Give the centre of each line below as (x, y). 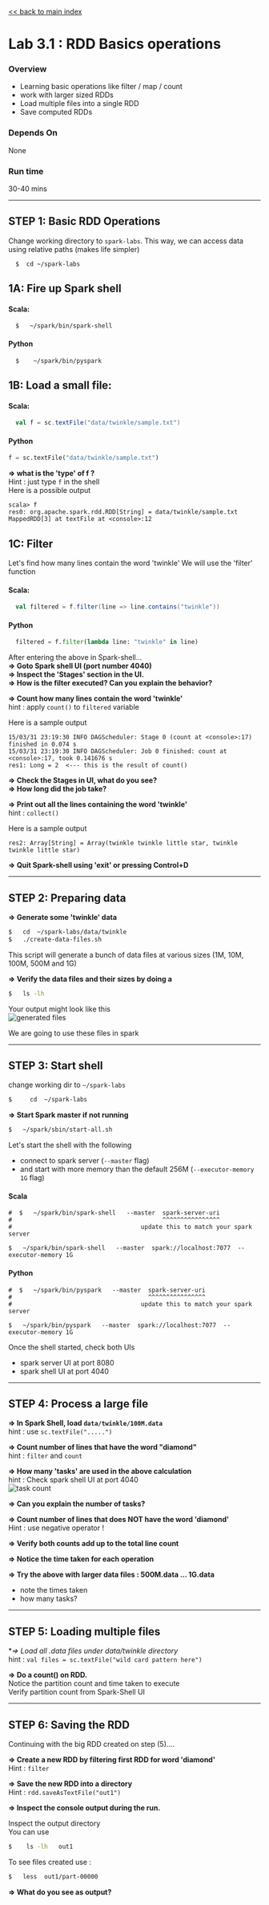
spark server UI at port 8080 (67, 1362)
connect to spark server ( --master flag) (84, 1161)
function (22, 572)
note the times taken (54, 1590)
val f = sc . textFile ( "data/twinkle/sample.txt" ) (98, 423)
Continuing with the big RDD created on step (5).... (91, 1744)
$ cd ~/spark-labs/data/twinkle (68, 932)
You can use (29, 1832)
